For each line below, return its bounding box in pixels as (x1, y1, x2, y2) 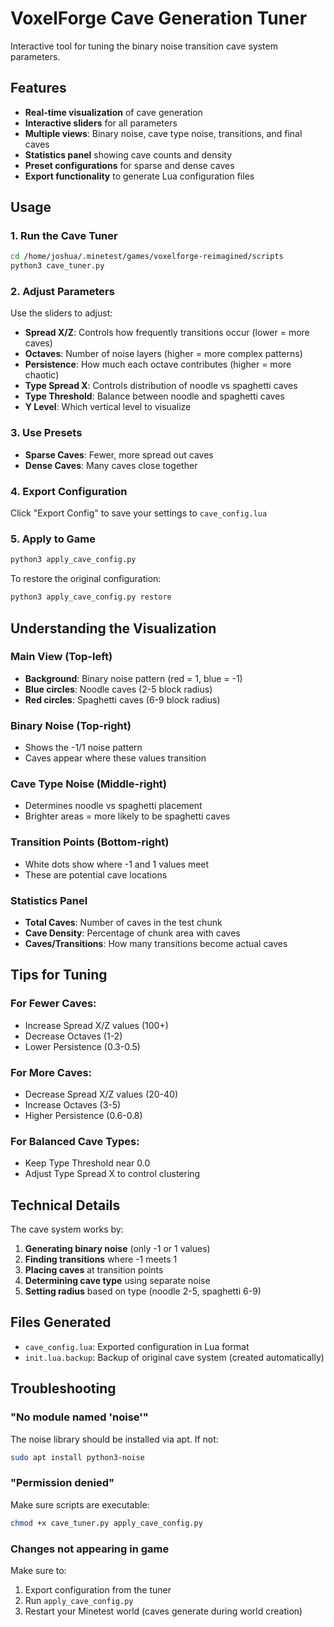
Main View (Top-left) (10, 650, 113, 664)
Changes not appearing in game (10, 1542, 170, 1556)
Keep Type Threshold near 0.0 (24, 1157, 151, 1169)
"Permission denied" (10, 1476, 115, 1490)
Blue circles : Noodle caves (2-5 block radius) (24, 683, 213, 695)
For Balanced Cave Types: (10, 1134, 140, 1148)
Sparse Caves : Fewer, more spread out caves (24, 448, 214, 461)
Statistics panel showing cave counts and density (24, 148, 233, 161)
